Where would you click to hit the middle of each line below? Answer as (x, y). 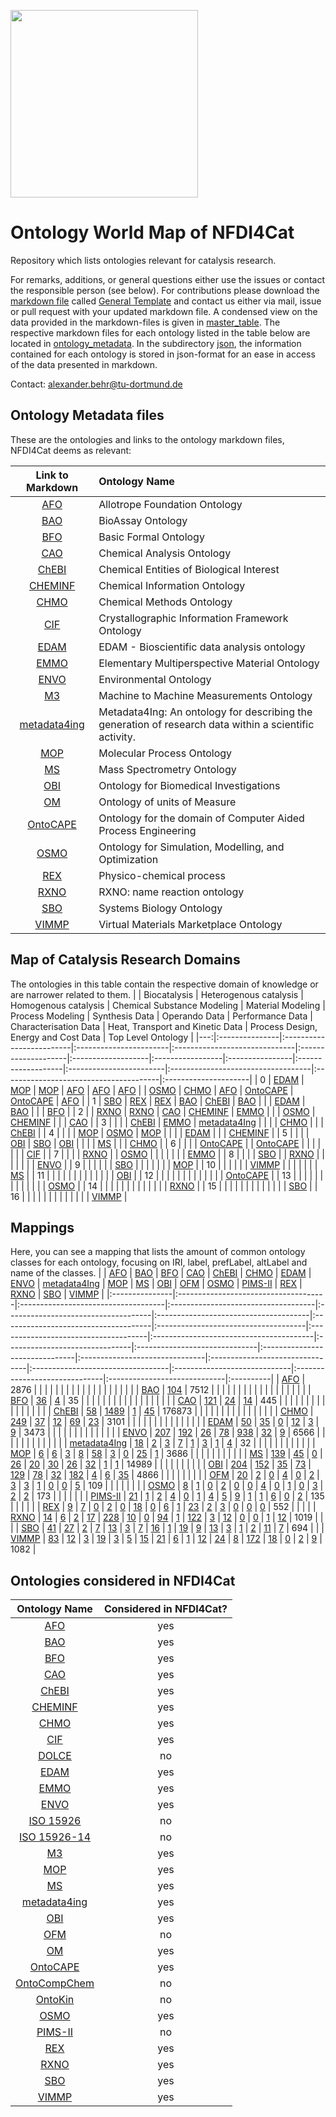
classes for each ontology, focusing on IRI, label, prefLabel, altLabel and (159, 1262)
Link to (52, 475)
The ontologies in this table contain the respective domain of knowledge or (164, 984)
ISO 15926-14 (55, 1837)
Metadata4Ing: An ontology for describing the (205, 712)
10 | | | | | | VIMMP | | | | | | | (262, 1164)
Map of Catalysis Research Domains (125, 960)
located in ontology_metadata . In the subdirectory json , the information (156, 343)
